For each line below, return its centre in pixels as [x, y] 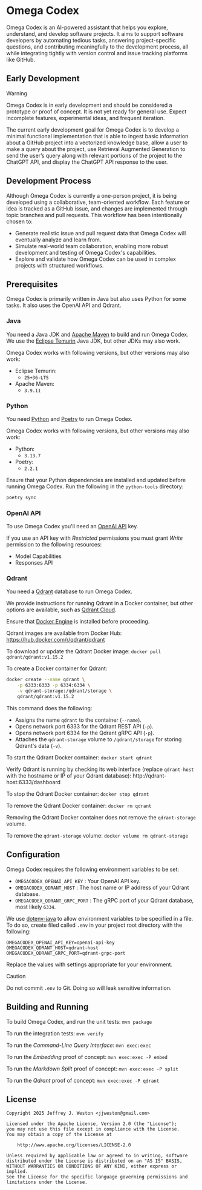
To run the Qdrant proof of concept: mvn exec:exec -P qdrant [83, 1080]
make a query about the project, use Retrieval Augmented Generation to [96, 149]
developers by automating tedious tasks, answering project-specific [91, 40]
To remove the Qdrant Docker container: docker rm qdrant [79, 805]
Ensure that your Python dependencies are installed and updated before [96, 480]
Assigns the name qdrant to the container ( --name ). [78, 720]
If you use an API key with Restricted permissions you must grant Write [95, 538]
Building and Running [47, 1007]
